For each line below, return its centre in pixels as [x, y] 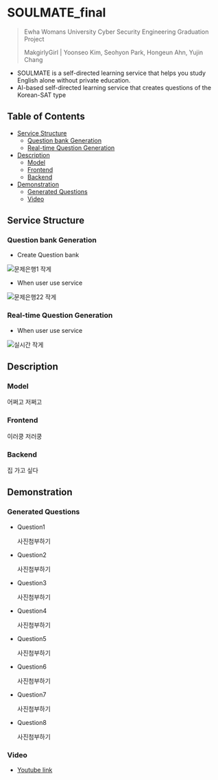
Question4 [32, 611]
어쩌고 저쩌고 [25, 402]
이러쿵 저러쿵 [25, 436]
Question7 [32, 694]
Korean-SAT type [41, 95]
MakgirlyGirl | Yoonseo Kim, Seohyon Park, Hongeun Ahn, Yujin [113, 52]
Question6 [32, 667]
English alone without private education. [74, 80]
